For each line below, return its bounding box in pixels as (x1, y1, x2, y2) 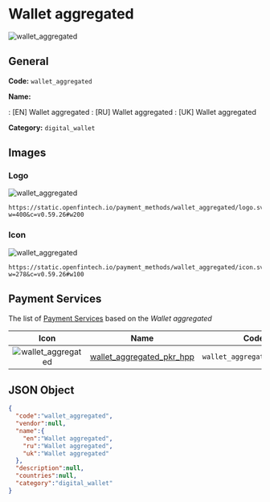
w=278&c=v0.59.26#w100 (8, 270, 84, 278)
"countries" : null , (15, 471, 78, 480)
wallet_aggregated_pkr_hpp (89, 351, 195, 362)
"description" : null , (15, 464, 84, 472)
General (8, 55, 50, 68)
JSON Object (8, 383, 75, 397)
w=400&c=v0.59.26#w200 (8, 210, 84, 219)
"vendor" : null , (15, 419, 67, 428)
